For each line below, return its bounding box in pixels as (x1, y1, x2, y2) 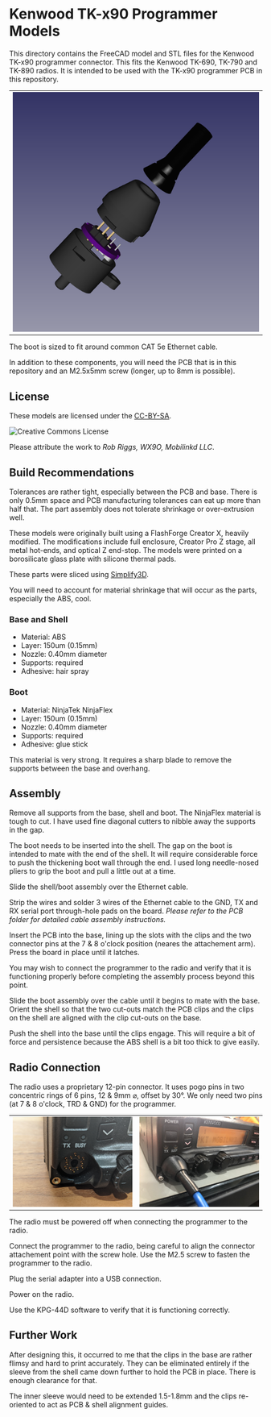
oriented (9, 1399, 37, 1409)
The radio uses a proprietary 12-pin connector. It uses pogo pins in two (9, 1082, 244, 1092)
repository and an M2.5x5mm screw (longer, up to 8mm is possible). (9, 366, 236, 376)
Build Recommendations (9, 465, 135, 480)
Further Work (9, 1328, 78, 1342)
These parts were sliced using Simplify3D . (9, 570, 150, 580)
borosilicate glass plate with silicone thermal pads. (9, 554, 176, 564)
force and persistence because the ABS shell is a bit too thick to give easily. (9, 1037, 261, 1047)
